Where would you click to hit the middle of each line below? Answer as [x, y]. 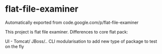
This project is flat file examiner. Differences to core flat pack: [67, 32]
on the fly [15, 46]
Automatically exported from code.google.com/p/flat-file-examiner [72, 22]
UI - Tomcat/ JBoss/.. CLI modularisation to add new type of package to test [81, 41]
